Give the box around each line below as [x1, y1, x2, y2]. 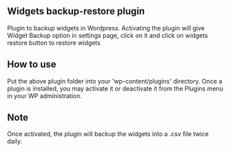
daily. [7, 137, 23, 146]
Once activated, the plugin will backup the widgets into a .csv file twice [7, 130, 209, 138]
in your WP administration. [7, 91, 83, 99]
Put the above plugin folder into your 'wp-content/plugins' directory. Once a [7, 77, 222, 85]
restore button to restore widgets [7, 38, 101, 47]
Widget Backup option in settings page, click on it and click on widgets [7, 31, 208, 39]
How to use [7, 59, 56, 70]
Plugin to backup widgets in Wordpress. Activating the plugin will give [7, 23, 205, 32]
